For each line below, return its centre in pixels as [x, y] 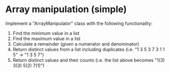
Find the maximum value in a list [47, 39]
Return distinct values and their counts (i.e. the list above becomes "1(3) [89, 60]
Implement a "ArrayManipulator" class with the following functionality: [79, 23]
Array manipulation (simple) [66, 9]
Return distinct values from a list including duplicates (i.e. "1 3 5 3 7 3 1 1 [89, 49]
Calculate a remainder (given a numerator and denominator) [76, 44]
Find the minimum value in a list [46, 33]
